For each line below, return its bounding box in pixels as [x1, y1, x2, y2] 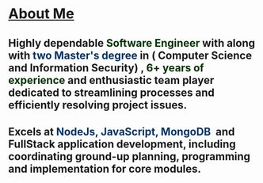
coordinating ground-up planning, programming [8, 150, 251, 163]
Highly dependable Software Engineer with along [8, 36, 256, 50]
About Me [8, 5, 74, 23]
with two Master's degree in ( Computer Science [8, 48, 252, 62]
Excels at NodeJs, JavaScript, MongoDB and [8, 124, 235, 139]
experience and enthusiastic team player [8, 73, 215, 87]
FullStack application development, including [8, 137, 236, 151]
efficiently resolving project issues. [8, 98, 188, 112]
